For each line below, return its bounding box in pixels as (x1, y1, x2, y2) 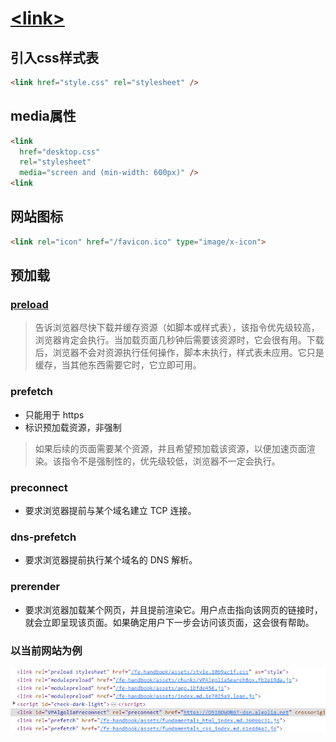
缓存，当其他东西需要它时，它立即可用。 (34, 359, 202, 371)
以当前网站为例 (10, 643, 83, 657)
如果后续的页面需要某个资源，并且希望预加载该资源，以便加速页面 (34, 442, 307, 454)
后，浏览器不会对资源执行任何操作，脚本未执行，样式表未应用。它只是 (34, 347, 325, 359)
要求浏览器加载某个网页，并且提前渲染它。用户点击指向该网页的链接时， (24, 603, 323, 616)
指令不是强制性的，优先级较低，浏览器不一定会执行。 (61, 455, 281, 467)
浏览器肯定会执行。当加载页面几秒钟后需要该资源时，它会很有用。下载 (34, 334, 325, 346)
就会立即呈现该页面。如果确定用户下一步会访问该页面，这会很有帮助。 (24, 616, 315, 628)
